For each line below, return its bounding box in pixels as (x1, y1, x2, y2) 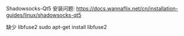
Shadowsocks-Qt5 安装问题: (6, 5, 75, 12)
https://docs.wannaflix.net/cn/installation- (76, 5, 179, 12)
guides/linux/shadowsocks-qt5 (6, 12, 81, 19)
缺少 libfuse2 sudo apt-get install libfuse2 (6, 24, 107, 30)
